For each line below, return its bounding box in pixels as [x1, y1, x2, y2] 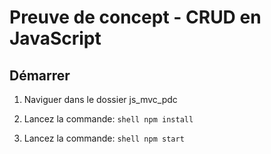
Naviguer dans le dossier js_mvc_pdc [23, 94, 178, 105]
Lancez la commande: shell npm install [23, 113, 194, 125]
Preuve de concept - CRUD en [9, 6, 262, 29]
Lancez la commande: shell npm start [23, 132, 185, 144]
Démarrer [9, 67, 71, 84]
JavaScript [9, 27, 102, 50]
